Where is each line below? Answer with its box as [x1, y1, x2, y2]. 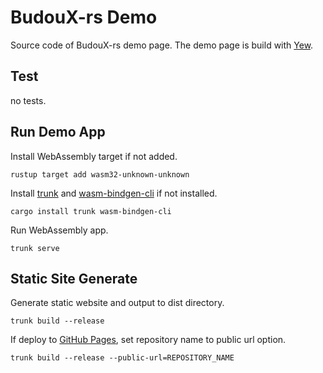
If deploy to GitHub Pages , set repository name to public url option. [10, 334, 287, 346]
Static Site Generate [10, 270, 138, 287]
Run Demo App [10, 124, 106, 141]
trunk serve [10, 243, 60, 253]
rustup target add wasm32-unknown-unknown [10, 169, 190, 180]
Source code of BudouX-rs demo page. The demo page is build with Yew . [10, 39, 314, 51]
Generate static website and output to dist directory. [10, 297, 225, 309]
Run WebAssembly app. [10, 224, 109, 236]
